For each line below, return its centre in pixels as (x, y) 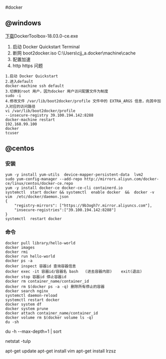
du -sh (12, 322)
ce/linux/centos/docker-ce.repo (39, 183)
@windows (23, 23)
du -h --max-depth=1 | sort (33, 331)
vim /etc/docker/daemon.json (37, 196)
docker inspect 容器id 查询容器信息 (41, 266)
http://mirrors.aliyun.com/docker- (121, 179)
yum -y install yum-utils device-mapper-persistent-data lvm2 (74, 174)
